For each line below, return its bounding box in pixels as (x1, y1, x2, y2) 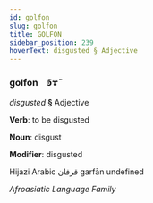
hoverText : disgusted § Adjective (9, 47, 139, 55)
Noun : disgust (9, 131, 62, 143)
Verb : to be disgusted (9, 114, 89, 125)
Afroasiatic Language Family (9, 184, 116, 195)
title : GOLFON (9, 30, 63, 38)
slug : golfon (9, 21, 58, 30)
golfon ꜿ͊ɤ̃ (9, 77, 59, 89)
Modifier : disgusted (9, 149, 83, 160)
